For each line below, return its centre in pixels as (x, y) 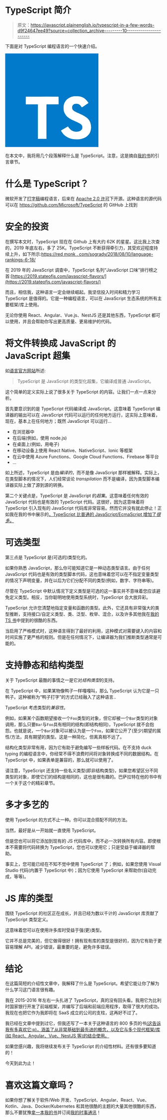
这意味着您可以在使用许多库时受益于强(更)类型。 (55, 930)
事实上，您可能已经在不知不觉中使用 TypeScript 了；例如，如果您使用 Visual (83, 864)
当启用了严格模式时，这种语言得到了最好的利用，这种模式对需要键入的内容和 (83, 631)
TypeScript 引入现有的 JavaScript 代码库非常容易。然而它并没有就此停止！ (81, 508)
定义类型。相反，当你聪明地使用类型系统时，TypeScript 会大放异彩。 (80, 597)
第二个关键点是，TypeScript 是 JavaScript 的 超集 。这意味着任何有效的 (77, 495)
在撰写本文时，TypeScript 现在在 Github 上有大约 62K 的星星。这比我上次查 (83, 241)
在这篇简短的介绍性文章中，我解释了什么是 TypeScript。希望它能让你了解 (80, 983)
